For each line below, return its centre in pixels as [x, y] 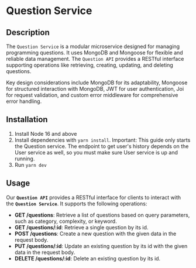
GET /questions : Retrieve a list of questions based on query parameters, [102, 215]
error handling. [24, 101]
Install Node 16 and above [46, 133]
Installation [27, 120]
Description [28, 32]
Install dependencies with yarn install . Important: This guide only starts [102, 140]
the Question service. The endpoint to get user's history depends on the [102, 146]
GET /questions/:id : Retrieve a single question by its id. [81, 227]
